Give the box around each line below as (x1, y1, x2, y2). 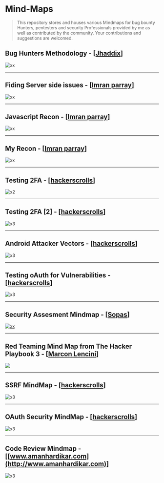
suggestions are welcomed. (17, 35, 73, 41)
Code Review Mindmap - (5, 444, 82, 453)
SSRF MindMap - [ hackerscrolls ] (5, 381, 106, 389)
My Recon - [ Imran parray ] (5, 144, 87, 152)
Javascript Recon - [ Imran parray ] (5, 112, 110, 121)
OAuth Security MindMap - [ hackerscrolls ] (5, 413, 138, 421)
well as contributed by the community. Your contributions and (17, 30, 141, 36)
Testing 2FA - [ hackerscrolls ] (5, 176, 96, 184)
